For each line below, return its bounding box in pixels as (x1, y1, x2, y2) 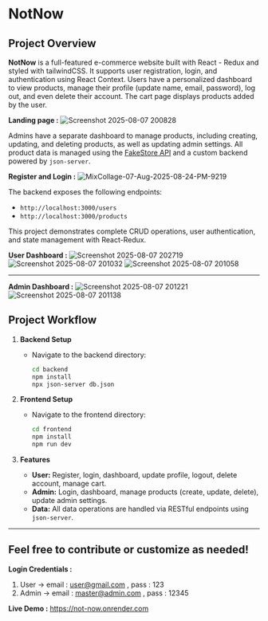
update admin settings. (31, 496, 108, 505)
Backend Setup (19, 334, 72, 344)
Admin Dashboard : (8, 282, 74, 291)
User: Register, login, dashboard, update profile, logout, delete (31, 470, 238, 480)
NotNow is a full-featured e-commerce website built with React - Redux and (8, 57, 259, 67)
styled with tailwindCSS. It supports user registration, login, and (8, 66, 218, 76)
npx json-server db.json (31, 380, 115, 388)
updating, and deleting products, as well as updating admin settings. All (8, 140, 243, 148)
